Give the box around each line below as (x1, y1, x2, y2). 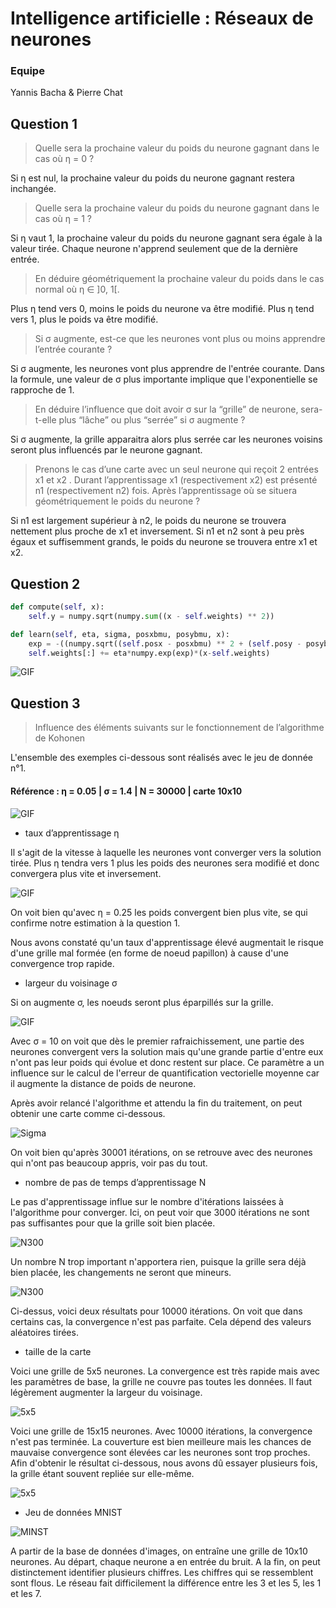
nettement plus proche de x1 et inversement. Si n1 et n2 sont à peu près (10, 525, 305, 537)
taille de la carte (24, 1345, 92, 1357)
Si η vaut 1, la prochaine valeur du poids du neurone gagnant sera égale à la (10, 232, 323, 244)
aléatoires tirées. (10, 1326, 79, 1338)
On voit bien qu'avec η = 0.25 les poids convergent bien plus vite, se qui (10, 906, 308, 918)
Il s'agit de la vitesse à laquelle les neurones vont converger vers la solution (10, 846, 322, 858)
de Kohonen (34, 732, 86, 744)
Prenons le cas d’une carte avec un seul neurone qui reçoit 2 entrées (34, 463, 319, 476)
